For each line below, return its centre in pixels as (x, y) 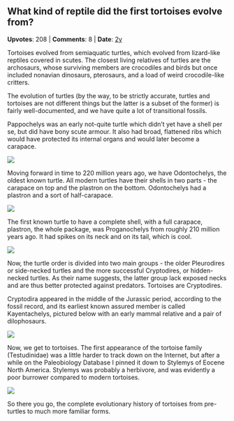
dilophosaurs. (27, 321)
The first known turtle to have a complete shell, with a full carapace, (105, 222)
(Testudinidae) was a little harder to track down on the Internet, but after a (114, 355)
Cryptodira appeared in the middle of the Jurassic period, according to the (115, 298)
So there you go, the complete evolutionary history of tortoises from (105, 404)
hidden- (202, 270)
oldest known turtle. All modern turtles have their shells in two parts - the (112, 180)
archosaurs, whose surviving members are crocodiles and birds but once (112, 67)
